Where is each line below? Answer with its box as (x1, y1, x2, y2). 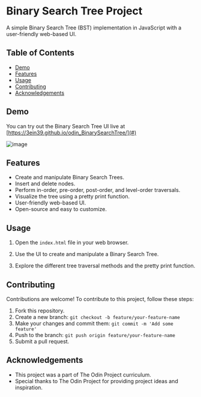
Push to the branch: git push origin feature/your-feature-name (14, 332, 176, 338)
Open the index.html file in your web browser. (14, 239, 129, 246)
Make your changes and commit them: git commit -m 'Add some (14, 320, 174, 327)
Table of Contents (6, 48, 75, 58)
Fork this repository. (14, 307, 65, 314)
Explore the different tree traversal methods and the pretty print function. (14, 262, 196, 269)
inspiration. (14, 384, 43, 391)
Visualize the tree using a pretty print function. (14, 193, 130, 200)
